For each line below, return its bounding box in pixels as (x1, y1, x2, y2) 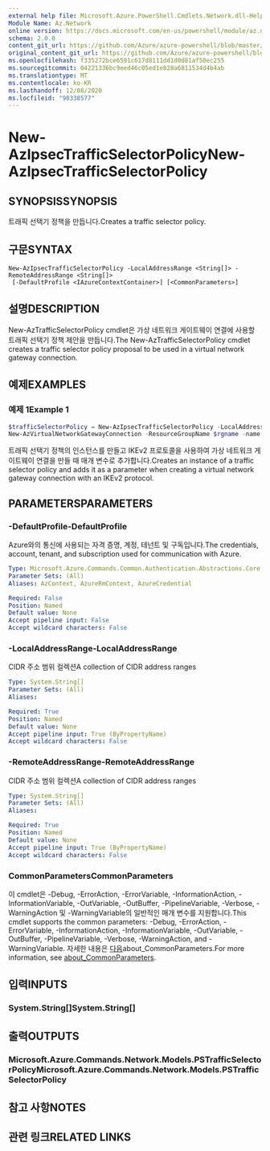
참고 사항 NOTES (8, 1100, 87, 1114)
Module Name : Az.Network (8, 19, 92, 27)
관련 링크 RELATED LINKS (8, 1130, 131, 1145)
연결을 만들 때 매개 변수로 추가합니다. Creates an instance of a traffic (35, 455, 255, 466)
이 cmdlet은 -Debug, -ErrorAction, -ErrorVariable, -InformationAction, (8, 889, 237, 899)
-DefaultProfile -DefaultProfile (8, 520, 127, 532)
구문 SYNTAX (8, 243, 73, 256)
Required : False (8, 594, 63, 602)
